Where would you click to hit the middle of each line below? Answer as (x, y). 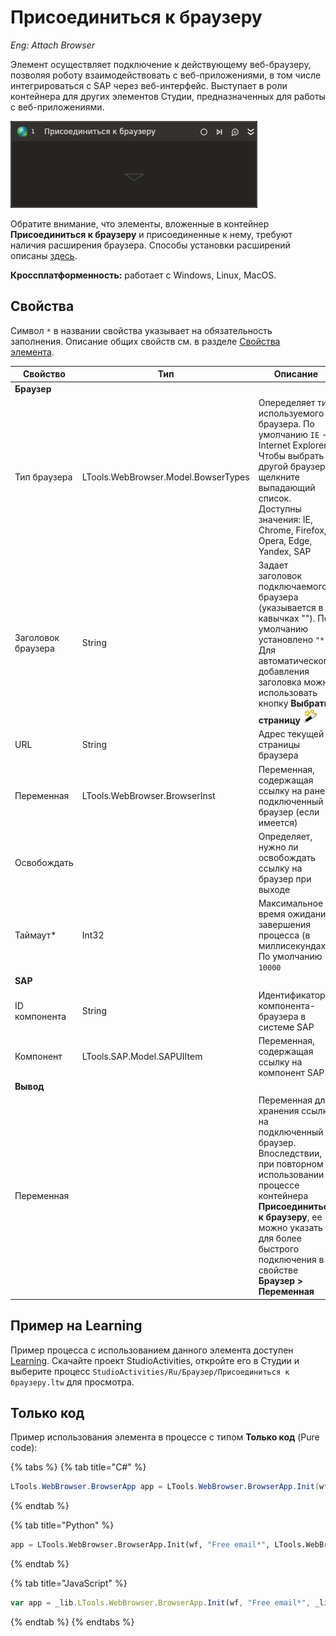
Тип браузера (43, 477)
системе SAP (286, 1027)
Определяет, (285, 836)
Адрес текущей (291, 734)
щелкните (279, 477)
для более (280, 1238)
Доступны (280, 508)
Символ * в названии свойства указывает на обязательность (141, 330)
